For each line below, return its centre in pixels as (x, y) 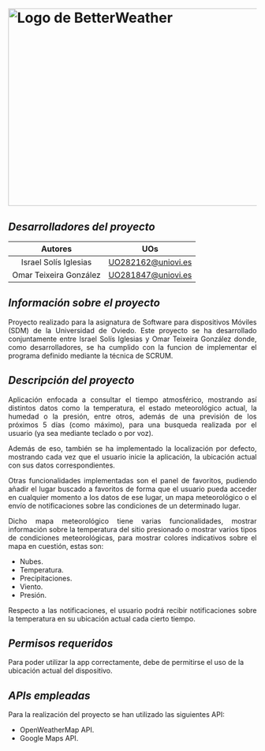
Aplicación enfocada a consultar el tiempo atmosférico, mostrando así (132, 400)
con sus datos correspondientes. (62, 465)
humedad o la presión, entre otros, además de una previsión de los (132, 416)
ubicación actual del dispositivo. (60, 670)
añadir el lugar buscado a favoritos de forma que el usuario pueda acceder (132, 489)
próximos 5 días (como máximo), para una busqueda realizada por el (132, 424)
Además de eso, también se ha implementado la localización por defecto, (132, 448)
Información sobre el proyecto (84, 303)
